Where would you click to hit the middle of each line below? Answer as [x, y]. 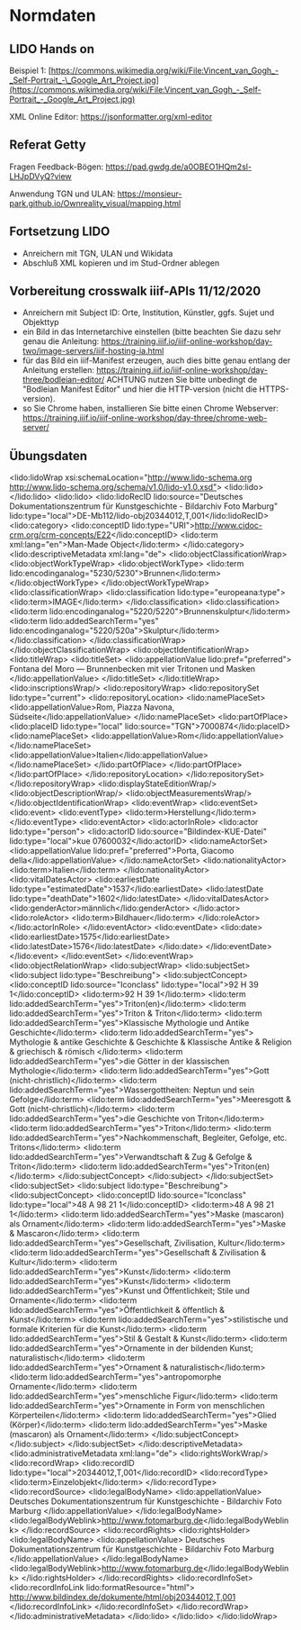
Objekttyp [41, 322]
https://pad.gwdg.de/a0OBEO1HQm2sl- [179, 167]
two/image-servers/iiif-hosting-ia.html [93, 351]
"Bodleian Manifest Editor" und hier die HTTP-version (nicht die [140, 389]
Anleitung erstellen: [58, 370]
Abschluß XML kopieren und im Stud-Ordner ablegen [121, 263]
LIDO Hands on [52, 49]
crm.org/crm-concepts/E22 [60, 535]
